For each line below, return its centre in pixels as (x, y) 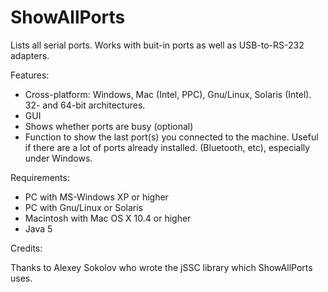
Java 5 (38, 228)
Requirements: (40, 177)
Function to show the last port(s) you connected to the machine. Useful (171, 137)
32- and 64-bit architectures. (85, 105)
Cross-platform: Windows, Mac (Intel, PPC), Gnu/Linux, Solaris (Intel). (168, 94)
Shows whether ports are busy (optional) (109, 126)
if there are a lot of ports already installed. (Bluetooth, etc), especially (167, 147)
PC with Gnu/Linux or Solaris (83, 207)
